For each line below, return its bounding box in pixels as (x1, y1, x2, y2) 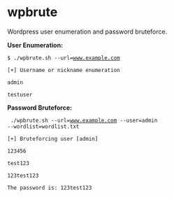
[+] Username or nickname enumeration (7, 66, 120, 73)
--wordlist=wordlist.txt (7, 123, 80, 130)
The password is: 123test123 (7, 184, 92, 191)
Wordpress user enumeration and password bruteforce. (7, 27, 168, 36)
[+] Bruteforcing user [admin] (7, 135, 99, 142)
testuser (7, 91, 33, 98)
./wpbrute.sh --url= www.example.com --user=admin (10, 117, 158, 124)
